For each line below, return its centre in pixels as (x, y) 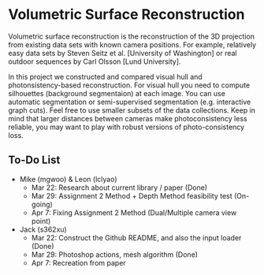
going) (42, 204)
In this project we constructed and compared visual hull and (105, 76)
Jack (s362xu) (43, 229)
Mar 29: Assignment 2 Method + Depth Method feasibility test (132, 195)
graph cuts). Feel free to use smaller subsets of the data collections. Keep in (132, 110)
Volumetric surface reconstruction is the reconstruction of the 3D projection (131, 36)
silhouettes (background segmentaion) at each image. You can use (117, 93)
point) (41, 221)
